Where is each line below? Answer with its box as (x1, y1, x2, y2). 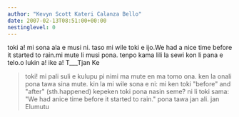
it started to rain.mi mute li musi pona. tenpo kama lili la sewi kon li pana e (7, 51, 223, 59)
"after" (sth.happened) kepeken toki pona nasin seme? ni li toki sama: (24, 87, 230, 96)
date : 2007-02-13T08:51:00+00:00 (7, 17, 107, 24)
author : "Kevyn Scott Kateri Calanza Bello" (7, 10, 142, 18)
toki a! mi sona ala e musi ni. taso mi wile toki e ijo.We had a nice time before (7, 44, 233, 52)
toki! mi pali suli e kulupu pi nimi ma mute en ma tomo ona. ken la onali (24, 72, 232, 81)
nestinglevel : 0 (7, 24, 56, 31)
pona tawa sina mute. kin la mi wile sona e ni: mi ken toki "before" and (24, 80, 231, 88)
